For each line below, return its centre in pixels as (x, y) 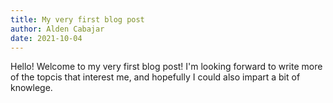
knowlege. (31, 88)
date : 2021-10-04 (46, 38)
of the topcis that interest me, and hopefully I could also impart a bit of (155, 77)
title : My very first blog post (77, 19)
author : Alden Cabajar (57, 29)
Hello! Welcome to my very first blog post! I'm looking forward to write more (166, 67)
